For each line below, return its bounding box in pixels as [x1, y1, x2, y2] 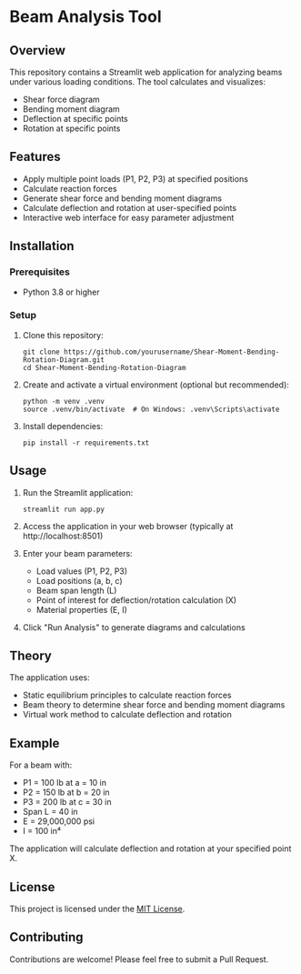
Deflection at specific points [22, 114, 129, 124]
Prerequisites [9, 266, 70, 278]
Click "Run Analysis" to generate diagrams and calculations [22, 621, 246, 633]
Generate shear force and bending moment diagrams [22, 193, 223, 204]
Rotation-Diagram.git [22, 355, 105, 365]
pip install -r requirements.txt [22, 438, 150, 447]
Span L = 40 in [22, 807, 79, 818]
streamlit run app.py [22, 505, 105, 514]
